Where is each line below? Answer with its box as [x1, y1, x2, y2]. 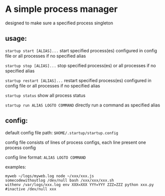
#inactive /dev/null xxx [5, 187, 56, 192]
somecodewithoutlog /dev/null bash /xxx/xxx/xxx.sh [5, 178, 114, 183]
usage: [5, 34, 27, 43]
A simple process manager [5, 3, 118, 15]
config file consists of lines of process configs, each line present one [5, 139, 146, 145]
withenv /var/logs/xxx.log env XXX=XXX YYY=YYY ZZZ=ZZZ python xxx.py [5, 182, 154, 187]
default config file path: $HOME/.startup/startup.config [5, 129, 118, 135]
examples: [5, 164, 26, 170]
